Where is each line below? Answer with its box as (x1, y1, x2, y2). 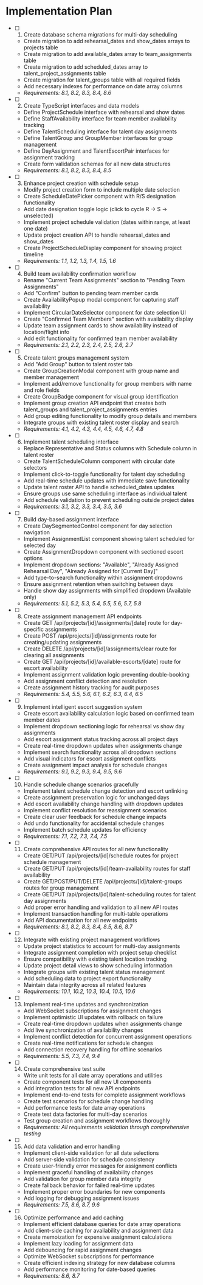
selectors (23, 464, 47, 471)
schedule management (23, 858, 81, 865)
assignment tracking (23, 153, 75, 161)
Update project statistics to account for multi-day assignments (23, 942, 181, 950)
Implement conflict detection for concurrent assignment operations (23, 1033, 192, 1040)
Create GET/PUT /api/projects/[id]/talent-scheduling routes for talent (23, 890, 196, 898)
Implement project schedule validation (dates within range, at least (23, 218, 191, 226)
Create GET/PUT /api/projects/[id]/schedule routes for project (23, 852, 179, 859)
